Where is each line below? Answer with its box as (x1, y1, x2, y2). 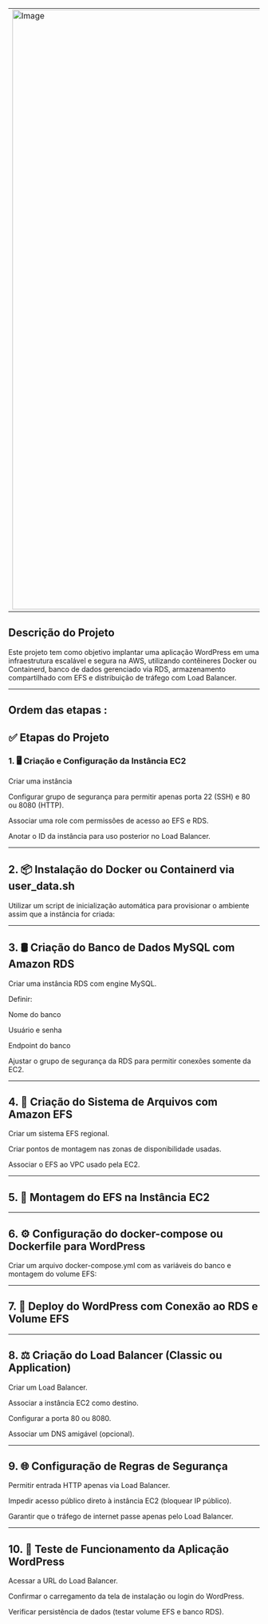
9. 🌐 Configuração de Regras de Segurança (8, 1459, 229, 1473)
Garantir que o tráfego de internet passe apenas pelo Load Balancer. (8, 1511, 234, 1522)
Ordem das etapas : (8, 704, 108, 717)
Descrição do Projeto (8, 626, 115, 640)
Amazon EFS (8, 1107, 73, 1121)
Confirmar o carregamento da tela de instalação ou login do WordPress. (8, 1591, 245, 1602)
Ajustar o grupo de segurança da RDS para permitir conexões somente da (8, 1055, 251, 1066)
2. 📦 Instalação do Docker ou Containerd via (8, 863, 235, 876)
